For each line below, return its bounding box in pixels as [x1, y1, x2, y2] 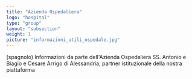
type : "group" [6, 20, 42, 26]
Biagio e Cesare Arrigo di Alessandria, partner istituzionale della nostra [6, 60, 182, 67]
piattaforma [6, 66, 35, 73]
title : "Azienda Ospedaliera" [6, 8, 83, 15]
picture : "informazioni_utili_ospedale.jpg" [6, 37, 120, 43]
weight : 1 [6, 31, 31, 37]
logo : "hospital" [6, 14, 50, 21]
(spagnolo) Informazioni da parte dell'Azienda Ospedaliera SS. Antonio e [6, 54, 187, 60]
